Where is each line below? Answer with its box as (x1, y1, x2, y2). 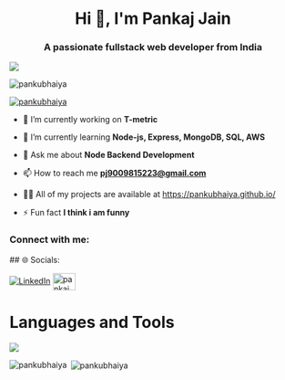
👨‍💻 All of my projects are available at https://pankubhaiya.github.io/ (22, 189, 276, 200)
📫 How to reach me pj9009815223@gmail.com (22, 168, 207, 179)
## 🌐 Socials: (9, 254, 61, 265)
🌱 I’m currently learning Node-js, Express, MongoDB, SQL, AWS (22, 132, 266, 142)
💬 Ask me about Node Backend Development (22, 150, 195, 161)
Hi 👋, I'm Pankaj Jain (75, 8, 231, 29)
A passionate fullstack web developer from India (44, 41, 262, 54)
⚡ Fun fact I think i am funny (22, 207, 130, 218)
